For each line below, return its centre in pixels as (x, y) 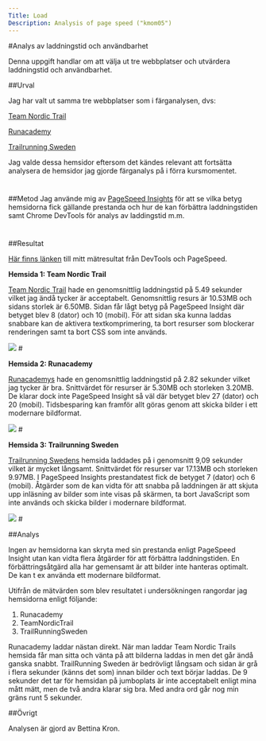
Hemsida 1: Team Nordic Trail (58, 274)
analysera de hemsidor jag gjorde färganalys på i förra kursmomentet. (122, 170)
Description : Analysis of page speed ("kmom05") (90, 23)
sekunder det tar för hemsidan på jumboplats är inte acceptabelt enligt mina (132, 681)
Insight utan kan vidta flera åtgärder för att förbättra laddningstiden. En (124, 558)
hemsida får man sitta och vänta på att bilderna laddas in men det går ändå (131, 655)
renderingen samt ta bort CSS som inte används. (88, 332)
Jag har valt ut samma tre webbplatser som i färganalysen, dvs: (112, 100)
